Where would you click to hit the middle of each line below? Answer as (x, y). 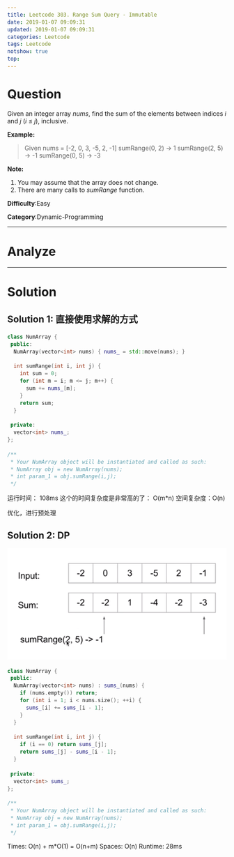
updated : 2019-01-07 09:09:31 (51, 29)
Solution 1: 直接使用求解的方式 (72, 320)
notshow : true (28, 52)
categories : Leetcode (39, 37)
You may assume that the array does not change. (88, 182)
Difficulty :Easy (29, 203)
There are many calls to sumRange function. (81, 190)
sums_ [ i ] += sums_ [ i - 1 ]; (65, 708)
